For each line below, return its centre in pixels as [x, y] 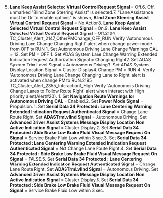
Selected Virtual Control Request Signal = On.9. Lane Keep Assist [78, 28]
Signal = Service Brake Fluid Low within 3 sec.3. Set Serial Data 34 [78, 138]
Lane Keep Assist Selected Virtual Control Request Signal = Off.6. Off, [82, 7]
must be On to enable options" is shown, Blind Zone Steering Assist [79, 17]
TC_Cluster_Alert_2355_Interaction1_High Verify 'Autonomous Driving [80, 85]
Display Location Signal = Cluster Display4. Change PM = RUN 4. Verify [82, 70]
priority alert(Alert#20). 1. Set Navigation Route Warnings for [72, 96]
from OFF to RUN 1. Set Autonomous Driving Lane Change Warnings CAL [84, 49]
